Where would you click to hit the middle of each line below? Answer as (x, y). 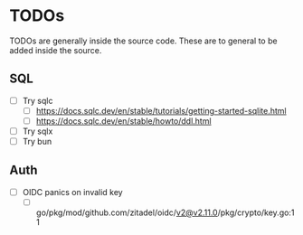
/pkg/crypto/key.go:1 (256, 212)
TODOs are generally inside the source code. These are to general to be (143, 41)
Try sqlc (38, 100)
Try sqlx (38, 131)
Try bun (37, 141)
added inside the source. (56, 50)
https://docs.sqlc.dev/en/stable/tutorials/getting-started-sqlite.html (161, 110)
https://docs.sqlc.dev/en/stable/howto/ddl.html (123, 121)
